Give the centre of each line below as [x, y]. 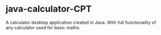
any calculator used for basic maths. [43, 27]
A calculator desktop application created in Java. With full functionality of [81, 22]
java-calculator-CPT [49, 9]
